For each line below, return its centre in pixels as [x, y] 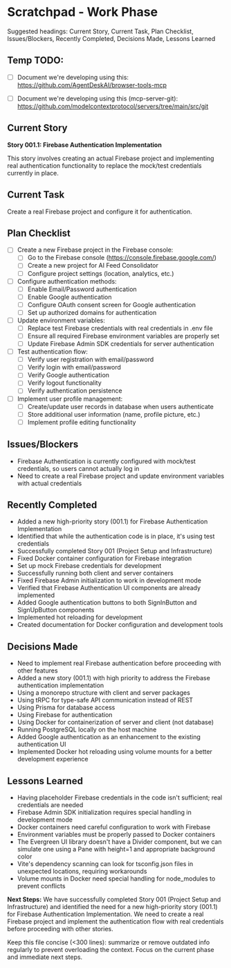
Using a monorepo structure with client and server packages [103, 693]
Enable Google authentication [70, 297]
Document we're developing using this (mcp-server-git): [98, 98]
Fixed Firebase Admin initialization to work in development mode [109, 580]
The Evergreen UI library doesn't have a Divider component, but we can [119, 842]
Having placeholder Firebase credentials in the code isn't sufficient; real [120, 797]
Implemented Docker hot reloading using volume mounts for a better [115, 752]
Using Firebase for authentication [65, 715]
